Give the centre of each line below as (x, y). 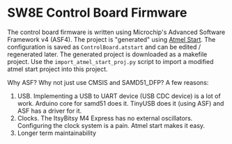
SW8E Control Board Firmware (97, 13)
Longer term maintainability (56, 133)
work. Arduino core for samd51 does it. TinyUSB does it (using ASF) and (121, 103)
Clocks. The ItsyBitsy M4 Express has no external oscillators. (105, 118)
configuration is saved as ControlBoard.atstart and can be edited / (104, 47)
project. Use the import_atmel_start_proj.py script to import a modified (110, 61)
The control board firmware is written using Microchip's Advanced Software (116, 32)
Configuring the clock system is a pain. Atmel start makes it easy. (111, 125)
